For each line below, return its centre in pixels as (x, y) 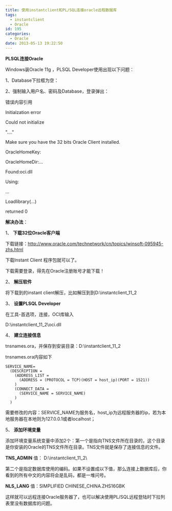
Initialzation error (23, 112)
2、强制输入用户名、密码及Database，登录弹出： (57, 91)
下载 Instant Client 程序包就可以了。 (42, 260)
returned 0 (17, 211)
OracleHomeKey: (23, 152)
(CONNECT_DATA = (32, 389)
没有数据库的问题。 (34, 503)
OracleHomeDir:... (24, 162)
